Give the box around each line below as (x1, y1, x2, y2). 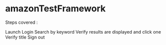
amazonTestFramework (5, 3, 106, 14)
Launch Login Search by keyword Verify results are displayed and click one (5, 29, 161, 35)
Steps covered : (5, 19, 38, 25)
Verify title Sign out (5, 34, 45, 40)
